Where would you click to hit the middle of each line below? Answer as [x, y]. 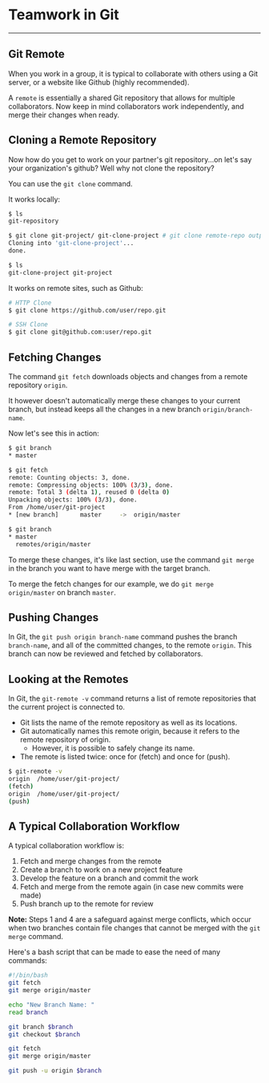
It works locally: [34, 199]
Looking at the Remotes [68, 679]
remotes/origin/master [53, 544]
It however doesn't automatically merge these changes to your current [124, 401]
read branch [28, 1012]
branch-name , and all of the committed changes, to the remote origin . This [130, 645]
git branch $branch [41, 1027]
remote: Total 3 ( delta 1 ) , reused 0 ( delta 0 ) [89, 492]
